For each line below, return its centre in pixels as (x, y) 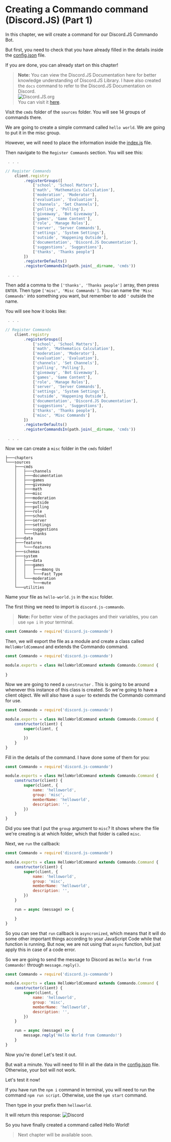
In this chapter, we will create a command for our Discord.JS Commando (82, 34)
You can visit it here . (39, 102)
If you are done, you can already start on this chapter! (62, 65)
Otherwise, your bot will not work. (41, 1070)
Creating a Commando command (77, 9)
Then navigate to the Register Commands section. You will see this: (74, 152)
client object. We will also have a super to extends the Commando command (86, 695)
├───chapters (19, 458)
